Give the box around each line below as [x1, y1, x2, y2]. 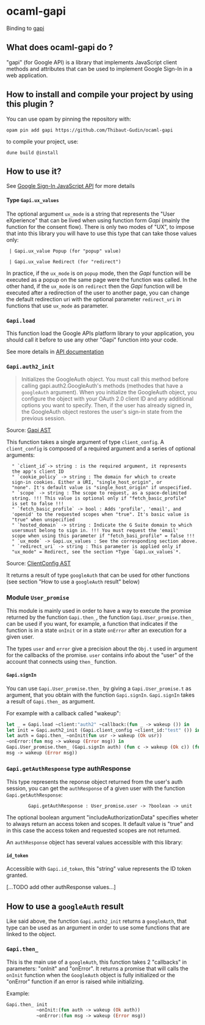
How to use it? [6, 166, 62, 176]
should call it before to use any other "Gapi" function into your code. [6, 336, 178, 344]
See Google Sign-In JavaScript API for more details [6, 182, 135, 190]
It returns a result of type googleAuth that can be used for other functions [6, 571, 190, 579]
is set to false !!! [12, 501, 64, 507]
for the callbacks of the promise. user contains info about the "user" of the [6, 651, 194, 659]
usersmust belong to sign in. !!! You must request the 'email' [12, 528, 179, 534]
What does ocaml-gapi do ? [6, 42, 113, 53]
